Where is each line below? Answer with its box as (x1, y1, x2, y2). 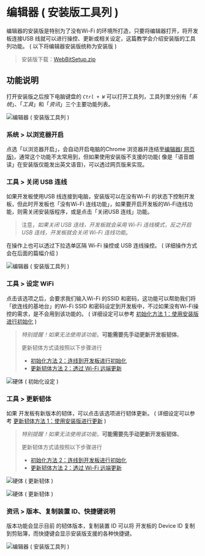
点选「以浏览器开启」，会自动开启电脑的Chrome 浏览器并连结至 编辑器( (6, 146, 183, 153)
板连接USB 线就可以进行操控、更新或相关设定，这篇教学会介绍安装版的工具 (6, 34, 196, 42)
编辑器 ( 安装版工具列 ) (6, 6, 119, 20)
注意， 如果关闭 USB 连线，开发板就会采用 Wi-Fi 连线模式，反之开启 (21, 221, 192, 229)
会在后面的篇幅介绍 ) (6, 249, 59, 257)
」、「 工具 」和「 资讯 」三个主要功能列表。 (12, 100, 114, 108)
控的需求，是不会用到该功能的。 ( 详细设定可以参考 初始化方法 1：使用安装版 (6, 310, 199, 317)
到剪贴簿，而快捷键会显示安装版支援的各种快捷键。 (6, 530, 135, 538)
